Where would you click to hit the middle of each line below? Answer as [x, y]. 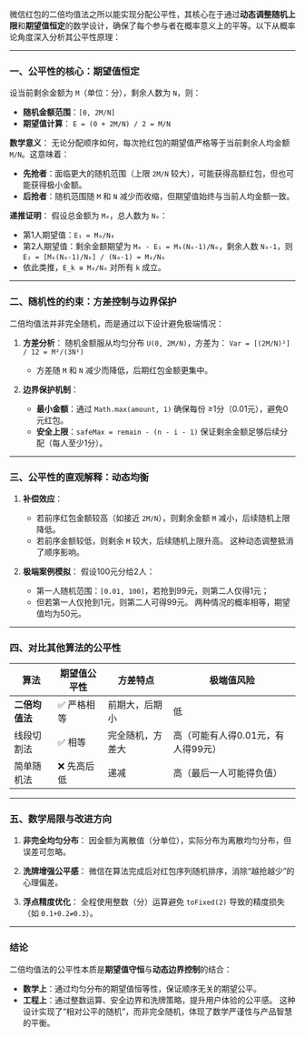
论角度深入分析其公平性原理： [65, 37]
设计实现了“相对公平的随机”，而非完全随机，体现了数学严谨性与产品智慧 [157, 1011]
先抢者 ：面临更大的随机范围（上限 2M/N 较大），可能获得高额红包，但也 [154, 174]
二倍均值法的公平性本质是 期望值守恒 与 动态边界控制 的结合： [121, 969]
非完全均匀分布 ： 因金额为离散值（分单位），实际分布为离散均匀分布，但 [157, 841]
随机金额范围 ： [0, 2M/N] [69, 112]
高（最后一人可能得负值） [228, 773]
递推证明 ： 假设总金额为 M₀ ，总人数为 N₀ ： [89, 216]
